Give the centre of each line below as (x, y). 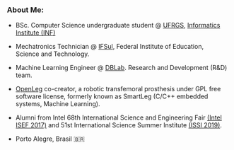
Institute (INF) (35, 33)
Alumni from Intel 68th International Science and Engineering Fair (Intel (118, 117)
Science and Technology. (52, 54)
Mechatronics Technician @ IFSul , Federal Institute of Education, (110, 47)
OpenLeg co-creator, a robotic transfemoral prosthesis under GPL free (118, 89)
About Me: (25, 10)
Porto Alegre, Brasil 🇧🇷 (50, 139)
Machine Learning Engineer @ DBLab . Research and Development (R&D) (121, 68)
